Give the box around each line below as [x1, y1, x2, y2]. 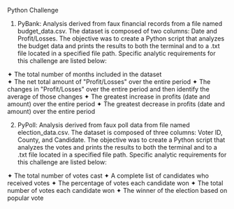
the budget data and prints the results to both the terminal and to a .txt [17, 42, 220, 50]
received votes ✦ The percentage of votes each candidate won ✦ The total [7, 179, 224, 187]
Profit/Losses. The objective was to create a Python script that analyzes [17, 34, 225, 43]
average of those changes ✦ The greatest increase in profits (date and [7, 92, 211, 101]
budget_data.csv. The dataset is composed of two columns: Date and [17, 27, 218, 35]
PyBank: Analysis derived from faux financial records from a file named [17, 20, 223, 27]
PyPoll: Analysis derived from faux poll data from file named [17, 121, 190, 129]
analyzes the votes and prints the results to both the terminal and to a [17, 143, 218, 151]
